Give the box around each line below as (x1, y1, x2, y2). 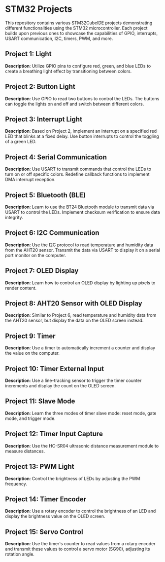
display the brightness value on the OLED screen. (5, 513, 105, 519)
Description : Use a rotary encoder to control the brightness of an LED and (5, 508, 156, 514)
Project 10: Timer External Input (5, 364, 104, 373)
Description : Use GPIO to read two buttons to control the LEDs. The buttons (5, 95, 160, 102)
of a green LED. (5, 139, 37, 145)
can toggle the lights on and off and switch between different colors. (5, 101, 144, 107)
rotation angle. (5, 551, 34, 557)
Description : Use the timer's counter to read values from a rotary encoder (5, 541, 156, 547)
